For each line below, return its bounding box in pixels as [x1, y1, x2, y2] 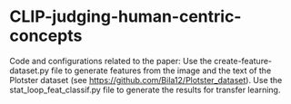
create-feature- [213, 55, 273, 66]
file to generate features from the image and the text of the [51, 65, 272, 76]
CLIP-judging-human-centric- [9, 6, 242, 27]
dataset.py [9, 65, 50, 76]
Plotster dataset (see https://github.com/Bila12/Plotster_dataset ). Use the [9, 74, 283, 85]
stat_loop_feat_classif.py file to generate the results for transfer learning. [9, 84, 281, 95]
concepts [9, 25, 83, 46]
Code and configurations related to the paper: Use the [9, 55, 212, 66]
